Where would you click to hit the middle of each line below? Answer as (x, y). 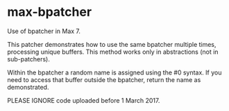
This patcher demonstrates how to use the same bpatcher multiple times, (112, 44)
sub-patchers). (28, 59)
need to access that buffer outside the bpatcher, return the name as (104, 79)
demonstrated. (28, 87)
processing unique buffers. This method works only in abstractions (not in (113, 52)
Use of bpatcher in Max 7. (44, 31)
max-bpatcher (50, 12)
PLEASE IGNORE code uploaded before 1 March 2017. (84, 100)
